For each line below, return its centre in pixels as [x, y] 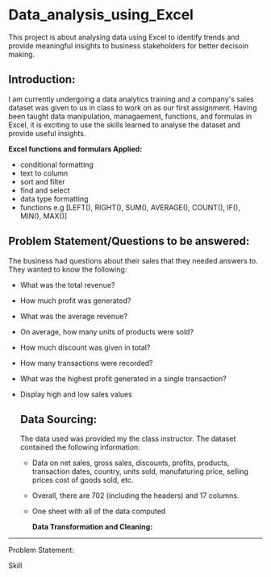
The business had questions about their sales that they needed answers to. [133, 260]
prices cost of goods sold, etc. [83, 480]
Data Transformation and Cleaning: [92, 527]
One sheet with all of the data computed [99, 511]
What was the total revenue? [67, 284]
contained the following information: [80, 447]
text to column [44, 173]
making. [22, 54]
